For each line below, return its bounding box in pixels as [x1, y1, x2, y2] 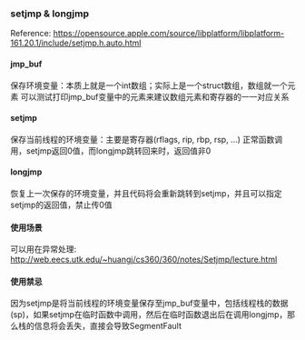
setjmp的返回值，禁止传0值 [10, 199, 113, 210]
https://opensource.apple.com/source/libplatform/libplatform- [53, 28, 285, 39]
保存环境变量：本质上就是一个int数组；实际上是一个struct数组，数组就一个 [10, 80, 289, 91]
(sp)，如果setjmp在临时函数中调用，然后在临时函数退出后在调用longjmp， [10, 309, 288, 320]
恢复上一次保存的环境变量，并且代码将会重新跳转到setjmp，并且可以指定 [10, 187, 282, 198]
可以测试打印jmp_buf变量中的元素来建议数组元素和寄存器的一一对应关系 [20, 91, 290, 102]
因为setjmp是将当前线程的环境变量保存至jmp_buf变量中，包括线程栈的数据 [10, 298, 289, 309]
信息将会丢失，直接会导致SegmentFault [34, 321, 182, 332]
